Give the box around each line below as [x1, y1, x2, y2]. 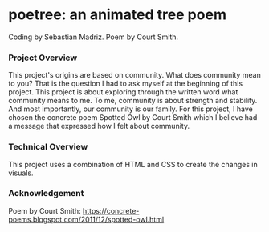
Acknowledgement [8, 188, 84, 199]
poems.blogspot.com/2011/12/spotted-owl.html [8, 214, 165, 224]
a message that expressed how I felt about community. [8, 122, 190, 131]
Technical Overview [8, 142, 88, 153]
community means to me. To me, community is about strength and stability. [8, 96, 258, 106]
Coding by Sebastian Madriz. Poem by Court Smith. [8, 32, 179, 42]
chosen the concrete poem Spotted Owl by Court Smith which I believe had [8, 113, 258, 122]
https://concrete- [83, 206, 140, 215]
